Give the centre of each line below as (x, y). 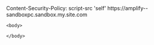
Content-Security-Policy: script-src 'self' (56, 8)
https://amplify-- (127, 8)
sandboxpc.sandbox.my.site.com (47, 14)
